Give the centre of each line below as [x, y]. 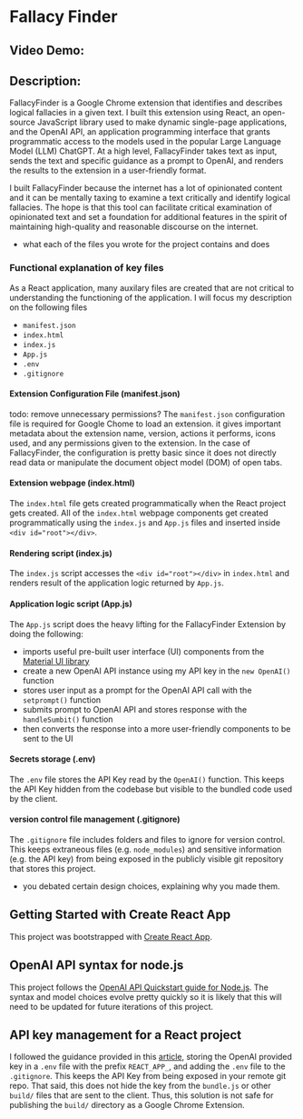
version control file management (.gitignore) [95, 819]
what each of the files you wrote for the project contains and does [146, 245]
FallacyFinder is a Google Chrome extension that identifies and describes [146, 103]
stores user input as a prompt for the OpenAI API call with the [137, 690]
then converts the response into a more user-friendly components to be [156, 728]
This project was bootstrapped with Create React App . [111, 936]
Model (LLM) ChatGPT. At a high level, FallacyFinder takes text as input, [143, 151]
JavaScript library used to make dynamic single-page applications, [162, 122]
